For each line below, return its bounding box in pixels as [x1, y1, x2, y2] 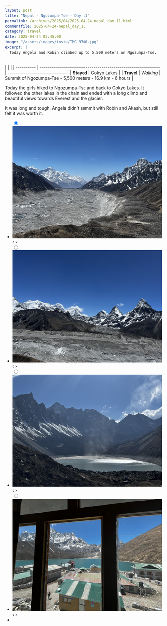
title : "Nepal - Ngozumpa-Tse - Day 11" [5, 13, 90, 18]
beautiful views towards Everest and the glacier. [5, 95, 103, 101]
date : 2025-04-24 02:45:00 [5, 34, 61, 39]
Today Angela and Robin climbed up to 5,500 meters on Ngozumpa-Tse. [9, 50, 157, 55]
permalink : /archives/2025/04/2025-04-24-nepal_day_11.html [5, 18, 133, 23]
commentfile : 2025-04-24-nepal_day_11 [5, 24, 85, 29]
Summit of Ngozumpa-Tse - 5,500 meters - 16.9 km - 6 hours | [5, 75, 133, 81]
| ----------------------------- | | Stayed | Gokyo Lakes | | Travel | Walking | [5, 70, 161, 76]
